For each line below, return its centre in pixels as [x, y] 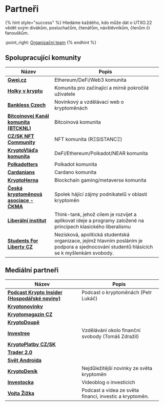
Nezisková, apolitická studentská [92, 234]
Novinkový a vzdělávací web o [89, 102]
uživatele [65, 94]
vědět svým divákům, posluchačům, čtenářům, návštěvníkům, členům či [78, 27]
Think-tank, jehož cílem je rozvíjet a [95, 214]
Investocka [21, 382]
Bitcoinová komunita [78, 122]
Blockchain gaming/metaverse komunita [100, 180]
